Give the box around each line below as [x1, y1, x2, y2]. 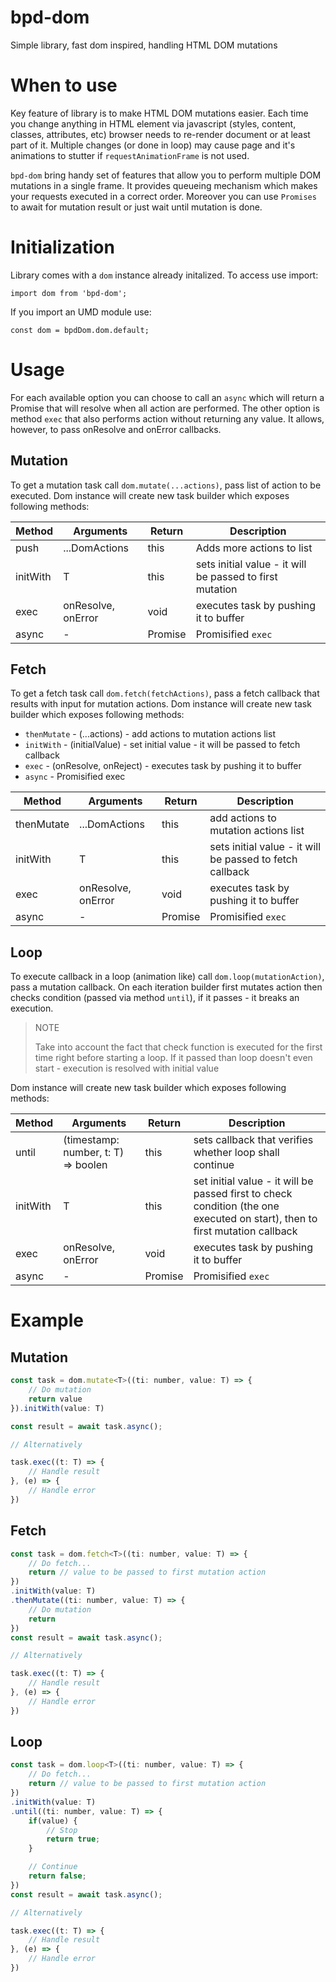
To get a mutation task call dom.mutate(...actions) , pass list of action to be [10, 479, 322, 491]
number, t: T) [63, 1146, 125, 1160]
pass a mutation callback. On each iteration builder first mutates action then [10, 981, 323, 993]
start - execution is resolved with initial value [34, 1062, 220, 1075]
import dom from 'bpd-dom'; [10, 288, 128, 298]
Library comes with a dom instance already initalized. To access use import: [10, 269, 319, 281]
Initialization [10, 236, 115, 259]
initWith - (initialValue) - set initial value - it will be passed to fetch [24, 739, 301, 751]
